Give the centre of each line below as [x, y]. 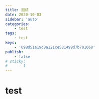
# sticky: [16, 61]
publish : [14, 52]
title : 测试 [17, 10]
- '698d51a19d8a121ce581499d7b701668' [55, 47]
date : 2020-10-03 [23, 15]
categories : [18, 24]
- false [22, 57]
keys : [11, 43]
